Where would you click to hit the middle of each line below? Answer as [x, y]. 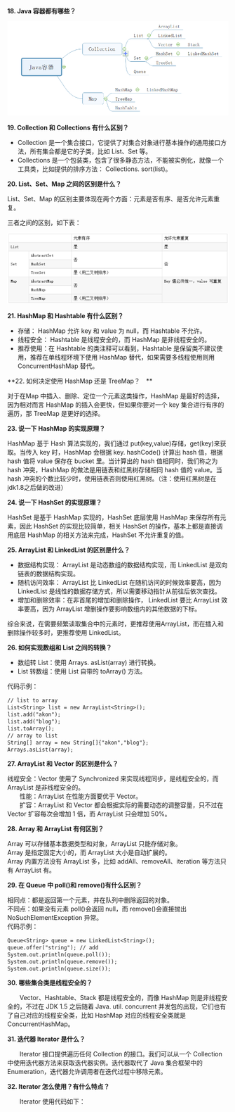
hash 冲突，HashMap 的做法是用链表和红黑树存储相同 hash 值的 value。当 [115, 469]
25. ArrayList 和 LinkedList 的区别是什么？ [69, 550]
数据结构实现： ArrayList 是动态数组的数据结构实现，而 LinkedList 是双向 [122, 564]
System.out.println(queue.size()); [59, 968]
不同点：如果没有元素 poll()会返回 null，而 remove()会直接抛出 [97, 909]
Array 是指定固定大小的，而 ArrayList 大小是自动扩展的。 [89, 852]
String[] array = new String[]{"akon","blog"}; [78, 743]
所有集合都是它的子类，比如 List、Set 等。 [91, 151]
